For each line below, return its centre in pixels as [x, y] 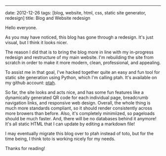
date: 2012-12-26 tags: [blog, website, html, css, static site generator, [76, 13]
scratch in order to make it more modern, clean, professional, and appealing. [83, 63]
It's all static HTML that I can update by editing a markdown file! [70, 124]
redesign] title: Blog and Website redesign [48, 18]
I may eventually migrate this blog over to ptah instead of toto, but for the [80, 133]
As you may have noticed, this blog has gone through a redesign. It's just [79, 37]
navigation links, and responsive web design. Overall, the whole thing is [78, 103]
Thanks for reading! [25, 148]
